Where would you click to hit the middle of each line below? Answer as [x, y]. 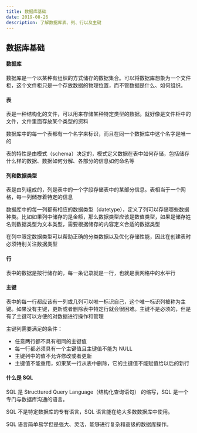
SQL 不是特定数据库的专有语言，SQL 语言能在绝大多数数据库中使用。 [90, 411]
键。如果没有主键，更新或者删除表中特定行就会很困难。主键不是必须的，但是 [98, 308]
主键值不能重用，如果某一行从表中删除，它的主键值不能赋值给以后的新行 [102, 363]
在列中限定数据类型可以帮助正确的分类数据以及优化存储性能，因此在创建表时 [98, 237]
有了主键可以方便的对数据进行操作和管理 [55, 316]
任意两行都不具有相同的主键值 [50, 341]
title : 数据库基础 [26, 11]
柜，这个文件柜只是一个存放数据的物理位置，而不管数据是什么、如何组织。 [96, 85]
